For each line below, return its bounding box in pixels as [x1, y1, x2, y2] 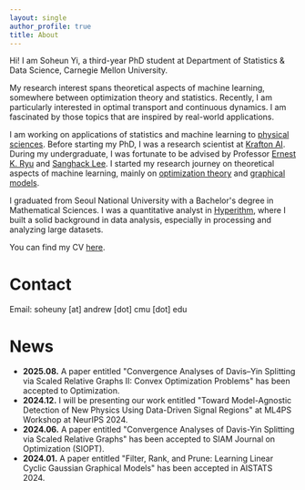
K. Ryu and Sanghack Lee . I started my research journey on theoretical [9, 158, 275, 169]
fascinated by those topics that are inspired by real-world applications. [9, 111, 275, 123]
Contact [9, 274, 72, 294]
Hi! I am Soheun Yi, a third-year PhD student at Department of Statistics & [9, 56, 285, 66]
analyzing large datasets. [9, 224, 104, 235]
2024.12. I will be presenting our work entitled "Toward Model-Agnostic [22, 395, 292, 406]
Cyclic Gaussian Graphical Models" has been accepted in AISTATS [22, 463, 273, 474]
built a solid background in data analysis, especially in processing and [9, 215, 271, 226]
